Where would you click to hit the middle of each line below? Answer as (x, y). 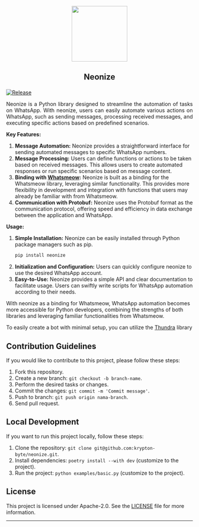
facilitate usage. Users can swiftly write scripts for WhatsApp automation (104, 286)
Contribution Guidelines (51, 346)
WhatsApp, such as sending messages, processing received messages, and (99, 117)
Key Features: (24, 135)
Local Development (43, 422)
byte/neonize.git (36, 454)
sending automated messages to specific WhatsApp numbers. (91, 152)
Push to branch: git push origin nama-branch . (71, 397)
